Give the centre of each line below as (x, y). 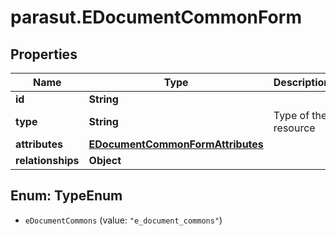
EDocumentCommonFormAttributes (176, 144)
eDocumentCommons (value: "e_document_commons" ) (123, 220)
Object (105, 160)
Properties (44, 54)
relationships (47, 160)
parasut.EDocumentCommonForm (156, 17)
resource (294, 128)
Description (302, 82)
